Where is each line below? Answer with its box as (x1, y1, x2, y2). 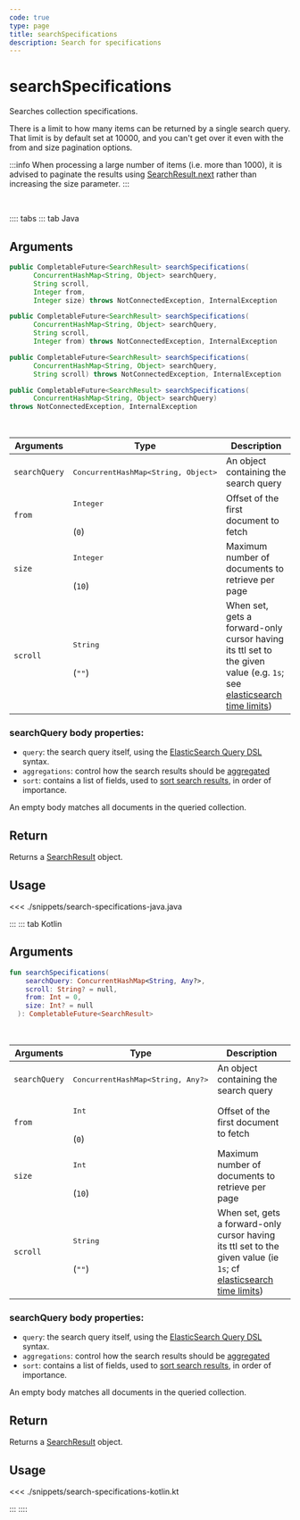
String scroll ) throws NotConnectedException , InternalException (32, 370, 281, 379)
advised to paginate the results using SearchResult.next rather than (9, 169, 257, 180)
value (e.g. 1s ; (226, 666, 285, 679)
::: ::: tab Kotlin (9, 919, 62, 930)
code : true (9, 13, 50, 22)
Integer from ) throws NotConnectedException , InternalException (32, 337, 278, 346)
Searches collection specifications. (9, 106, 138, 117)
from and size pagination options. (9, 142, 133, 153)
